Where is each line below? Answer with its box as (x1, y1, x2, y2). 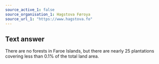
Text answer (5, 35, 45, 43)
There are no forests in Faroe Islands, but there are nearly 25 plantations (5, 48, 154, 54)
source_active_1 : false (5, 7, 55, 12)
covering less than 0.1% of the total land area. (5, 53, 99, 60)
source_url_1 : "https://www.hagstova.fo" (5, 16, 93, 21)
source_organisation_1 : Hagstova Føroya (5, 12, 91, 17)
